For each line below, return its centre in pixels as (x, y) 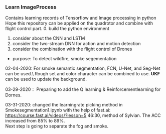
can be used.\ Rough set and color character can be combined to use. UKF (83, 74)
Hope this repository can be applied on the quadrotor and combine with (79, 23)
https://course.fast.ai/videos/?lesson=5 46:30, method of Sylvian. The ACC (83, 115)
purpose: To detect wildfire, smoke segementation (64, 59)
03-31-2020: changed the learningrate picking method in (64, 105)
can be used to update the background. (46, 79)
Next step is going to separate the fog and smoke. (57, 126)
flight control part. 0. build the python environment (57, 29)
